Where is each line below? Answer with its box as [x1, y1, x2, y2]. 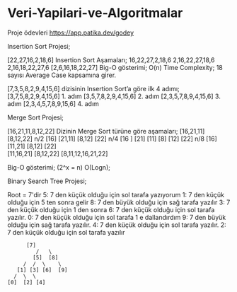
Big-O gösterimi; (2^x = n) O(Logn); [7, 163, 111, 171]
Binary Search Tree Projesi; [7, 177, 87, 185]
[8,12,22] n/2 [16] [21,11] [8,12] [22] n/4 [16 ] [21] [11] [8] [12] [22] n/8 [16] [7, 134, 217, 143]
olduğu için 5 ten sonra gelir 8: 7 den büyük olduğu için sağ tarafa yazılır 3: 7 [7, 198, 231, 206]
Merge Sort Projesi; [7, 113, 64, 122]
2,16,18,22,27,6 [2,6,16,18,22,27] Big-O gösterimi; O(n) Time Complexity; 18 [7, 63, 223, 71]
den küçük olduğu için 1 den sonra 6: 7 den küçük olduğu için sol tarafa [7, 205, 215, 214]
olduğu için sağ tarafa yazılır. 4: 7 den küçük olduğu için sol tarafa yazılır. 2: [7, 221, 226, 229]
